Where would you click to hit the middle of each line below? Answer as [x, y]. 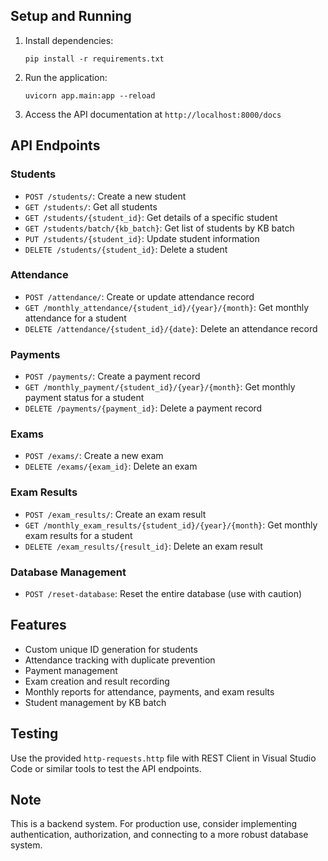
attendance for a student [75, 318]
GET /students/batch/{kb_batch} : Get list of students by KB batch [159, 228]
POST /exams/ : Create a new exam [94, 456]
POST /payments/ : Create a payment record [112, 376]
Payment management [71, 670]
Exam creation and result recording [97, 681]
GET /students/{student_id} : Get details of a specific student [151, 217]
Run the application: [66, 77]
